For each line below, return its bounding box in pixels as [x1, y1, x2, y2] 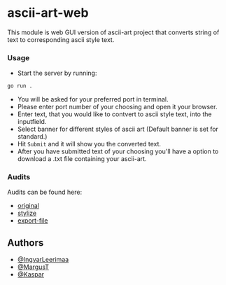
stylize [17, 209, 37, 218]
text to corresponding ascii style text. [7, 35, 115, 43]
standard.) [17, 132, 48, 141]
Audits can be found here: [7, 188, 83, 197]
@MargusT [17, 263, 50, 271]
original [17, 202, 40, 210]
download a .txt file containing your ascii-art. [17, 155, 147, 163]
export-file [17, 216, 48, 225]
